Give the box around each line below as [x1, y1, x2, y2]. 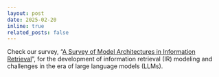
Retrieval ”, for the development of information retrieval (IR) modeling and [7, 55, 213, 63]
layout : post [7, 10, 45, 17]
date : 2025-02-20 [7, 16, 57, 23]
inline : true [7, 22, 45, 29]
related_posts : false [7, 29, 69, 36]
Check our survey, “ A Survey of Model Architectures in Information [7, 48, 196, 56]
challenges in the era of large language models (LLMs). [7, 62, 163, 70]
